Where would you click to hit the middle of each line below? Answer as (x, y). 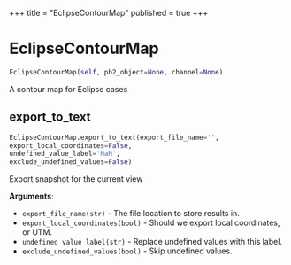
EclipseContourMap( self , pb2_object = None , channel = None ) (116, 72)
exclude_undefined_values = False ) (71, 162)
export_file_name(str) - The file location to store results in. (131, 214)
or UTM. (37, 232)
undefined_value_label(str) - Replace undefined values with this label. (152, 242)
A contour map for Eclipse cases (69, 89)
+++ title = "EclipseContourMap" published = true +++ (109, 13)
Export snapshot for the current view (76, 179)
